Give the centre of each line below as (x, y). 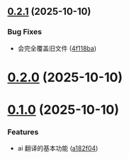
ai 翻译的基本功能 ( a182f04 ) (58, 148)
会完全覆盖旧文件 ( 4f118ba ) (57, 48)
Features (23, 132)
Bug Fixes (25, 32)
